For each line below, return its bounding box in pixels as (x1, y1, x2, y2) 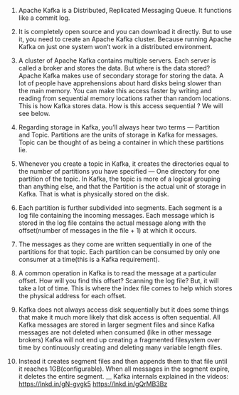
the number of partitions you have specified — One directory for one (18, 167, 220, 175)
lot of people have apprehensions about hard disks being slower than (18, 79, 222, 88)
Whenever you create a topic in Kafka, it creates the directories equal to (18, 159, 230, 168)
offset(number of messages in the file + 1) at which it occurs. (18, 226, 197, 234)
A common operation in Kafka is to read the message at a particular (18, 269, 217, 277)
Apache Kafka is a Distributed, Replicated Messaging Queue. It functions (18, 6, 232, 14)
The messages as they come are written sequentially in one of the (18, 240, 212, 248)
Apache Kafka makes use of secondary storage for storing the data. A (18, 71, 224, 80)
